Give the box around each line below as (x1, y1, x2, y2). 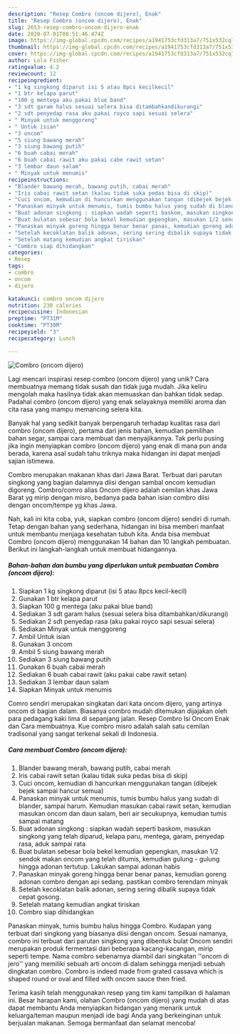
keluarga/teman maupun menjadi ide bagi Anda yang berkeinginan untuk (8, 1010, 221, 1020)
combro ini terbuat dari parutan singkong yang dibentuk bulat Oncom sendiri (8, 936, 233, 945)
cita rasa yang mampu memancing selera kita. (8, 404, 143, 414)
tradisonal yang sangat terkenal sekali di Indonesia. (8, 729, 159, 738)
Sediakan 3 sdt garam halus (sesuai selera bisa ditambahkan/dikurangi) (18, 609, 229, 618)
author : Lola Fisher (8, 57, 70, 64)
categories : (8, 249, 43, 257)
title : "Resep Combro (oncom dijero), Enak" (8, 17, 142, 24)
